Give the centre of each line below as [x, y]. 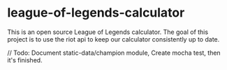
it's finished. [25, 60]
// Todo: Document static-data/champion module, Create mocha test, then [114, 53]
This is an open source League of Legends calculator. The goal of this [108, 32]
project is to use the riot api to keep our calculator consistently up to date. [113, 39]
